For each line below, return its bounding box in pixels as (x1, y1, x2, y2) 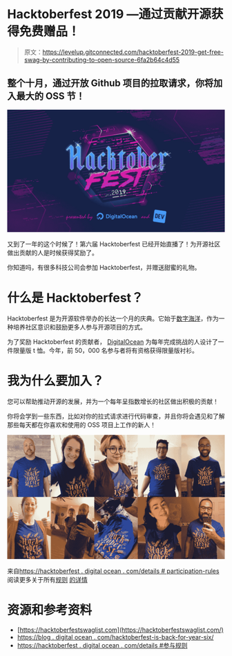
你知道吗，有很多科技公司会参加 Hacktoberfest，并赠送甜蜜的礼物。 (7, 264, 201, 272)
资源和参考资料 (7, 602, 93, 618)
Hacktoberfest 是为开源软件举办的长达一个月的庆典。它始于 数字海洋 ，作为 (7, 314, 219, 322)
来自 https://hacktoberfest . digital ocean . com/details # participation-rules (7, 567, 220, 575)
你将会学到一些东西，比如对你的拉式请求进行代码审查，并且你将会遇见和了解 (7, 412, 225, 421)
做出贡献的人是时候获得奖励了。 (7, 248, 98, 257)
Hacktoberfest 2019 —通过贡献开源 (7, 6, 212, 22)
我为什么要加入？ (7, 373, 105, 389)
